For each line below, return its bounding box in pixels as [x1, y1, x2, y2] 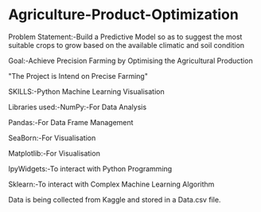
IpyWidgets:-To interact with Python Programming [8, 163, 173, 173]
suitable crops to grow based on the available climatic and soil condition [8, 40, 245, 49]
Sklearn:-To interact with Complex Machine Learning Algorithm [8, 179, 215, 189]
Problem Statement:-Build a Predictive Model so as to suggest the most [8, 32, 243, 41]
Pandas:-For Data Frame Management [8, 117, 134, 127]
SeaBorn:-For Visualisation [8, 133, 96, 143]
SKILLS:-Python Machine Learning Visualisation [8, 86, 165, 96]
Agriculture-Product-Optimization [8, 6, 239, 24]
